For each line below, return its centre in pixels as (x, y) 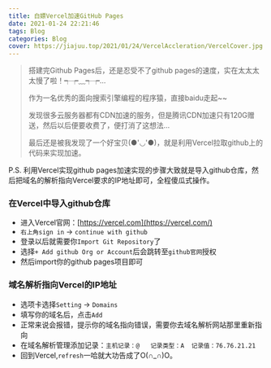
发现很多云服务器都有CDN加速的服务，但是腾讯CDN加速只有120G (138, 116)
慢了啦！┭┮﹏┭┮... (71, 81)
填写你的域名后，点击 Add (61, 314)
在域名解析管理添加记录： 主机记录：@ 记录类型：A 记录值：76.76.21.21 (138, 345)
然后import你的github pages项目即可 (82, 262)
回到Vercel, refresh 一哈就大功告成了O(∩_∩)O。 (98, 355)
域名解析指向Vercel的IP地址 (63, 285)
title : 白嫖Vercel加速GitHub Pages (66, 16)
